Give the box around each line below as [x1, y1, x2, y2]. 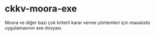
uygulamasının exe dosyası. [5, 24, 63, 30]
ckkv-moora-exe [5, 3, 77, 14]
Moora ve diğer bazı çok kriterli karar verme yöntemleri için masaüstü [5, 19, 150, 25]
